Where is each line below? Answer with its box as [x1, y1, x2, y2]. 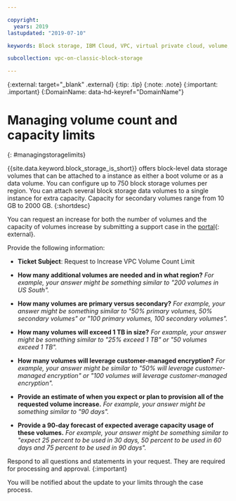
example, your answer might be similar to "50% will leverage [17, 364, 195, 372]
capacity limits [7, 127, 96, 143]
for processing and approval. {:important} [7, 464, 128, 473]
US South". [17, 286, 50, 294]
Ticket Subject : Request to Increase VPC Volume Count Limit [17, 257, 195, 266]
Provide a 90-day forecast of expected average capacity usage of [17, 421, 214, 429]
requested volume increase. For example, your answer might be [17, 400, 206, 408]
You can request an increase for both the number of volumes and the [7, 215, 207, 223]
